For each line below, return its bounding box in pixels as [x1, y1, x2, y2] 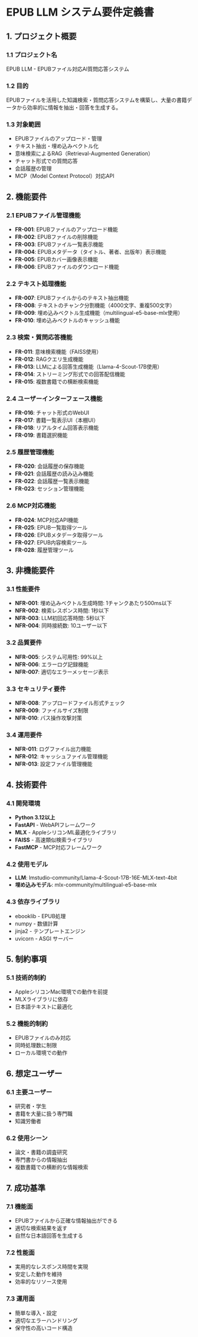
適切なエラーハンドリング [14, 1317, 78, 1324]
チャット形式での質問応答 [14, 157, 78, 165]
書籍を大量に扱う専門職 [14, 1110, 73, 1117]
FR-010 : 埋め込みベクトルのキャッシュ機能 [14, 317, 120, 324]
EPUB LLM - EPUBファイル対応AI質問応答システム [6, 65, 129, 72]
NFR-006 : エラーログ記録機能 [14, 661, 89, 668]
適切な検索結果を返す [14, 1224, 67, 1232]
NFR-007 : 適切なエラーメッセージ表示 [14, 668, 109, 675]
